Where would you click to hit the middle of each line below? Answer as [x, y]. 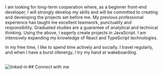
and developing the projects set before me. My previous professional [74, 17]
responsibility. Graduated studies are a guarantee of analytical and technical [82, 28]
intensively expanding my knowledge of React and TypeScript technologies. [81, 38]
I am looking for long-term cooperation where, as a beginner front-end [76, 7]
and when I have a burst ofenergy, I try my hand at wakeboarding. [71, 52]
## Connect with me [49, 67]
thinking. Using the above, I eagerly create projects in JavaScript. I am [76, 33]
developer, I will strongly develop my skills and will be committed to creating [81, 12]
